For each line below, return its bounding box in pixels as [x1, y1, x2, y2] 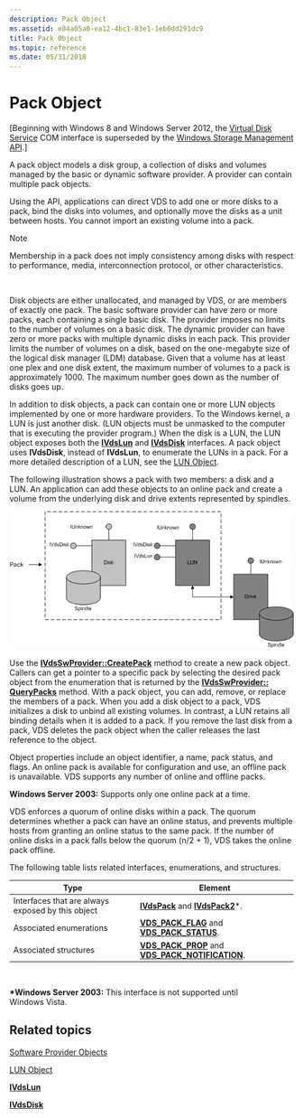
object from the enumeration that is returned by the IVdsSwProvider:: [9, 677, 269, 688]
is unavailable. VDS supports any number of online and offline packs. [9, 771, 266, 782]
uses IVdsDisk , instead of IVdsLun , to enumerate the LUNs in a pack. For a [9, 447, 289, 458]
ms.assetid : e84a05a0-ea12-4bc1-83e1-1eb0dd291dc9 [9, 23, 204, 33]
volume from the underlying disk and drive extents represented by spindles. [9, 493, 291, 504]
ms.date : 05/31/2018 [9, 52, 87, 62]
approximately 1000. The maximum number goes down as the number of [9, 371, 280, 383]
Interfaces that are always [13, 896, 110, 906]
